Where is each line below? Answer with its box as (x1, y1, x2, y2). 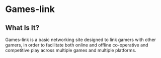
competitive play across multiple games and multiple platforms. (5, 47, 137, 53)
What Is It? (5, 23, 39, 32)
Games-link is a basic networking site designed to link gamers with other (5, 36, 156, 42)
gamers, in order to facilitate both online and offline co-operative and (5, 42, 148, 48)
